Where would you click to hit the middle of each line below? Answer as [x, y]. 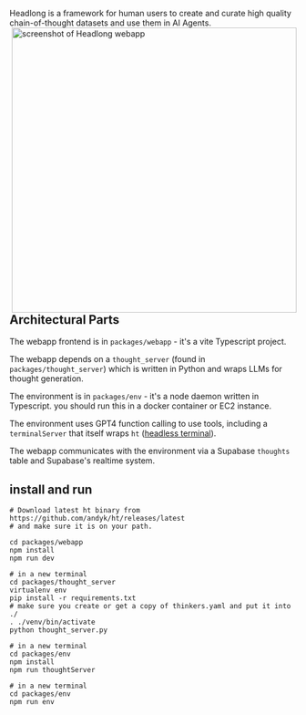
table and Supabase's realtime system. [82, 461]
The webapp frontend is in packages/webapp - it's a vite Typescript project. [148, 342]
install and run [51, 489]
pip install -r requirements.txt [73, 598]
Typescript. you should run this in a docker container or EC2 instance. [140, 406]
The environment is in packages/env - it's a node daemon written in [134, 397]
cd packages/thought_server [63, 583]
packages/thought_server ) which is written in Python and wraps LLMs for [146, 369]
